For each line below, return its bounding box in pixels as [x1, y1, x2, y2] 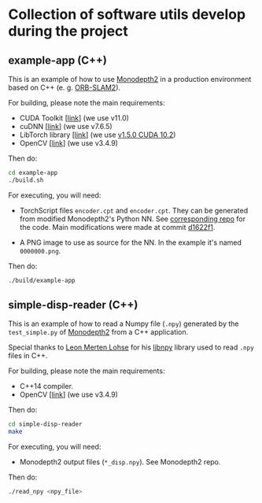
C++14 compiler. [19, 382, 73, 391]
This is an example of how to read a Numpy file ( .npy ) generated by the [8, 319, 239, 328]
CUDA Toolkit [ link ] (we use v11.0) [19, 113, 130, 123]
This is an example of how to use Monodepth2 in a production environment [8, 75, 252, 83]
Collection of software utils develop [8, 6, 246, 24]
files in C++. [8, 351, 48, 361]
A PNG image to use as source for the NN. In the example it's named [19, 238, 242, 247]
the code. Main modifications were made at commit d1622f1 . [19, 222, 216, 231]
